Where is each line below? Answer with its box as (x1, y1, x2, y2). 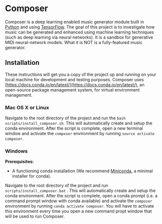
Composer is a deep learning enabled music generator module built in (5, 19, 144, 25)
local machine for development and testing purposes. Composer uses (5, 76, 144, 82)
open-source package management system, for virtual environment (5, 87, 140, 92)
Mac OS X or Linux (5, 104, 49, 111)
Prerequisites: (5, 159, 34, 164)
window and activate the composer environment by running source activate (5, 131, 155, 136)
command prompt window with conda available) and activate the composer (5, 198, 152, 204)
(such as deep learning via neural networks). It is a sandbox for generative (5, 34, 153, 40)
